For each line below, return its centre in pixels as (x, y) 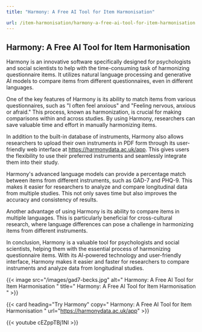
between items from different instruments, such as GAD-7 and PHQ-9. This (99, 181)
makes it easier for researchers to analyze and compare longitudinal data (97, 187)
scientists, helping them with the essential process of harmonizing (88, 249)
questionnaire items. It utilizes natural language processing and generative (99, 75)
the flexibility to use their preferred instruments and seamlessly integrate (96, 156)
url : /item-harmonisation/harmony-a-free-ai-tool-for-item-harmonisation (101, 23)
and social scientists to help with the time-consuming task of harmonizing (98, 68)
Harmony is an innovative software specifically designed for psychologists (99, 62)
